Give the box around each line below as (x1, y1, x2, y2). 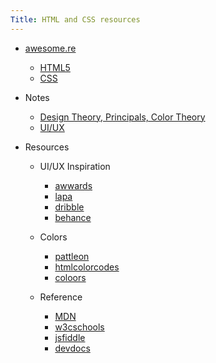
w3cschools (54, 321, 105, 333)
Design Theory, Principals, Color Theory (39, 111, 206, 123)
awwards (54, 179, 93, 191)
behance (54, 211, 92, 223)
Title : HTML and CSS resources (10, 14, 141, 25)
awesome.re (24, 42, 77, 54)
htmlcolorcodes (54, 261, 120, 273)
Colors (39, 231, 68, 243)
